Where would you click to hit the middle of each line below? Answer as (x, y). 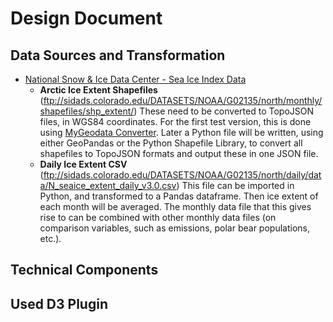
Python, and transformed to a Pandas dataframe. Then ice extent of (179, 196)
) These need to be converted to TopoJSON (224, 111)
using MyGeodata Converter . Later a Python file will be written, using (181, 132)
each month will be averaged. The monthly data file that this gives (175, 206)
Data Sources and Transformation (118, 55)
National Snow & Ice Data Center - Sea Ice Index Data (135, 79)
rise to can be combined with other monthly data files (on (158, 217)
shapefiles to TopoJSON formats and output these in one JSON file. (179, 153)
